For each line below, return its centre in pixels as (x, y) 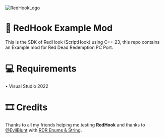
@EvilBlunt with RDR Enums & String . (44, 130)
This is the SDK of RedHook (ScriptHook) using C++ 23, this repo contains (82, 42)
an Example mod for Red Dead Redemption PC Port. (59, 47)
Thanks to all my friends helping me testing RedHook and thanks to (75, 125)
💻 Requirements (41, 69)
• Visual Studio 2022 (27, 86)
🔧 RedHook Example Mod (59, 28)
